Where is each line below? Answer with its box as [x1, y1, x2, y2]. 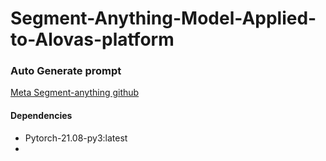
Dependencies [10, 110, 73, 122]
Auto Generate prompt [10, 64, 122, 78]
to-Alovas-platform [10, 28, 175, 51]
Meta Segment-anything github [10, 87, 140, 99]
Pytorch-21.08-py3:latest [24, 132, 128, 144]
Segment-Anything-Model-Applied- [10, 7, 317, 30]
